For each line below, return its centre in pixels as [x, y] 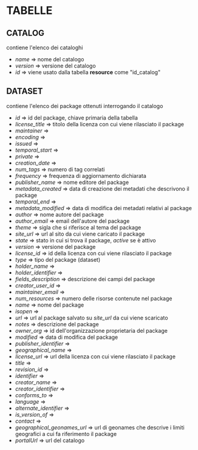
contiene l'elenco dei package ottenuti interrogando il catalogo [85, 106]
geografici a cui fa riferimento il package [66, 434]
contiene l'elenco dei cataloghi [45, 47]
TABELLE [29, 11]
